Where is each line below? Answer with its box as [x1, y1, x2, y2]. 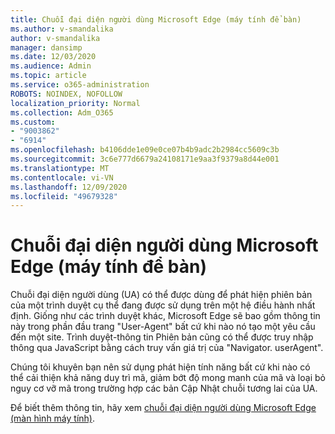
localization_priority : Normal [10, 98, 141, 108]
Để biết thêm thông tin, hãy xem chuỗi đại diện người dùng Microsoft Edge [10, 402, 317, 414]
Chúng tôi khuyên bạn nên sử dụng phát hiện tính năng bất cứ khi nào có [10, 361, 311, 373]
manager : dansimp [10, 42, 83, 53]
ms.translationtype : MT [10, 163, 110, 173]
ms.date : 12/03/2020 [10, 52, 97, 62]
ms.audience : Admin [10, 61, 92, 71]
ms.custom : [10, 117, 56, 127]
